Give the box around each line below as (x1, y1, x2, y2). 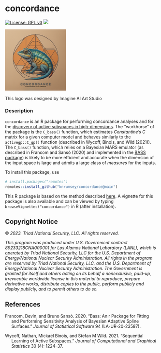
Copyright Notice (5, 217, 58, 226)
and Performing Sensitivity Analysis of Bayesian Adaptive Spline (11, 319, 139, 324)
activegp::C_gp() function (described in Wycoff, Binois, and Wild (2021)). (5, 139, 151, 145)
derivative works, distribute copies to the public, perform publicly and (5, 281, 144, 287)
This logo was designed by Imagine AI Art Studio (5, 95, 102, 101)
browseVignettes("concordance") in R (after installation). (5, 203, 116, 209)
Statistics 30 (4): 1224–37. (11, 343, 63, 349)
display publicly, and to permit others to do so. (5, 286, 98, 292)
